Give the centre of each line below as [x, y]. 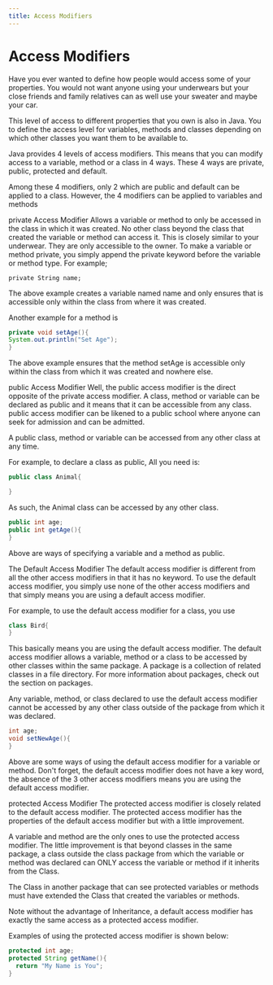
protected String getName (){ [58, 958]
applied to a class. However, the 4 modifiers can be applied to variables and [135, 195]
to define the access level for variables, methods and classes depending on [135, 129]
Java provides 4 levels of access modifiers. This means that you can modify [136, 153]
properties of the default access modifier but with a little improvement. [127, 821]
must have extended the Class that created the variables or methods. [124, 895]
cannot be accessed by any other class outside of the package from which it [136, 707]
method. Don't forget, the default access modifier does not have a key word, [136, 770]
